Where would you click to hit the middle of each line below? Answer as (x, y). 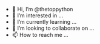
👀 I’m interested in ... (38, 15)
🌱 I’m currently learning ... (44, 22)
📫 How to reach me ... (40, 35)
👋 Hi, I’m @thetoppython (42, 9)
